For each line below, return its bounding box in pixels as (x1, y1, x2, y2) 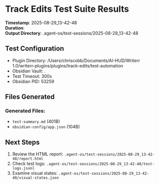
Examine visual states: (12, 170, 58, 176)
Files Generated (5, 92, 55, 101)
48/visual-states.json (12, 176, 59, 181)
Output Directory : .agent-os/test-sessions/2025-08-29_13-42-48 (5, 30, 139, 36)
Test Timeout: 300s (12, 73, 52, 79)
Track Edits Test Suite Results (5, 3, 129, 15)
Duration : (5, 25, 25, 31)
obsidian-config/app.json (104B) (12, 124, 80, 130)
